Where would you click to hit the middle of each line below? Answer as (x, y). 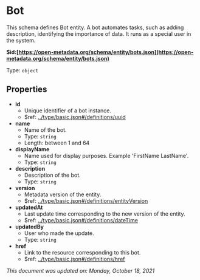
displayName (32, 149)
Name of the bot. (45, 130)
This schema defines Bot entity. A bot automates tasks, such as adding (95, 27)
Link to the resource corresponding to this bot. (82, 252)
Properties (27, 90)
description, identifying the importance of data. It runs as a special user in (99, 33)
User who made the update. (59, 233)
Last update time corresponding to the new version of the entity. (105, 214)
